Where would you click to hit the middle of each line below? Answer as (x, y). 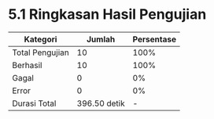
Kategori (41, 39)
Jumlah (101, 39)
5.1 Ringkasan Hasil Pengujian (107, 14)
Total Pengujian (41, 52)
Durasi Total (34, 103)
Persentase (155, 39)
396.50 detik (101, 103)
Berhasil (27, 65)
